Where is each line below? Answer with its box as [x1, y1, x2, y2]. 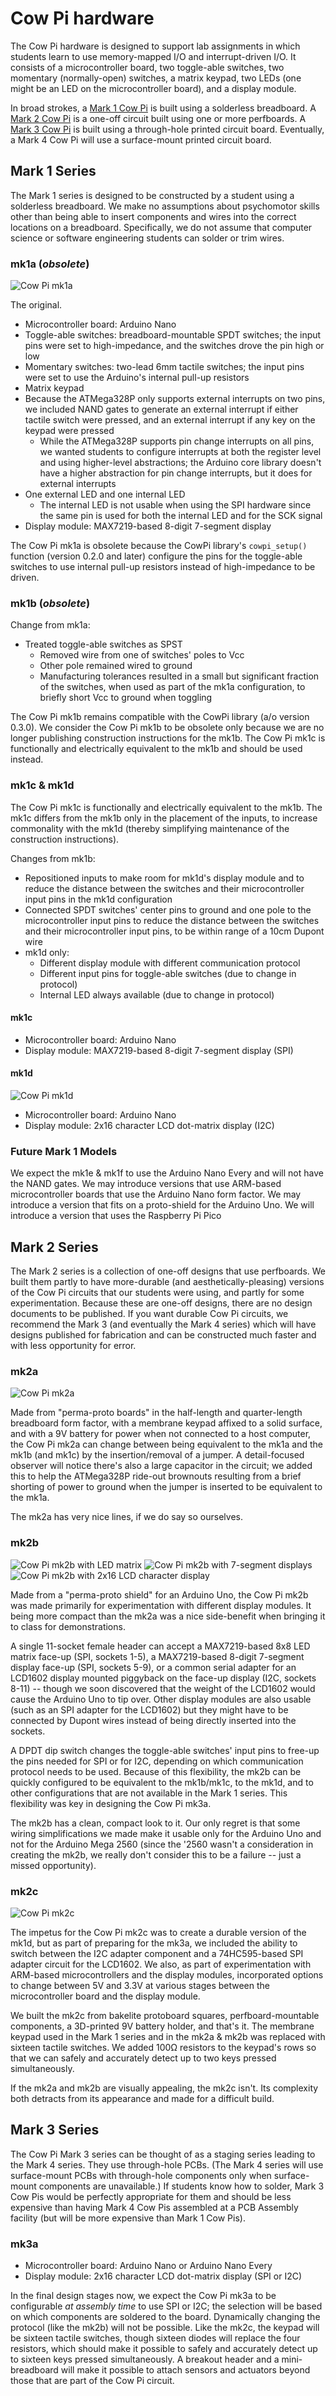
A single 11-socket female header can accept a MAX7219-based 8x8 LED [10, 1640, 311, 1652]
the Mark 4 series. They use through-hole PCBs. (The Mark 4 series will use [10, 2158, 324, 2171]
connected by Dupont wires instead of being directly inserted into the [10, 1714, 297, 1726]
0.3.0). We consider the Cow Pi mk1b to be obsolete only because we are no [10, 722, 325, 734]
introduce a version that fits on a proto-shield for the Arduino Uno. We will [10, 1199, 315, 1211]
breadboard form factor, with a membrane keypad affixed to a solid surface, [10, 1417, 323, 1429]
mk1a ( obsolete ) [10, 257, 90, 271]
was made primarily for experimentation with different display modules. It [10, 1599, 312, 1611]
